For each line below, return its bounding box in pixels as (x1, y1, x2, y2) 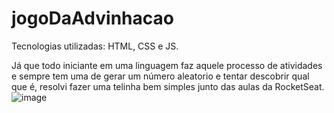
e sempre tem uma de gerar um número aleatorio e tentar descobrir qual (11, 70, 310, 82)
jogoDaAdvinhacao (11, 7, 174, 30)
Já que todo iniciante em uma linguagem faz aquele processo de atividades (11, 59, 323, 71)
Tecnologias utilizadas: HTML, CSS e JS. (11, 40, 179, 52)
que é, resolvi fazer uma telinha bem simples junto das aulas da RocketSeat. (11, 80, 325, 92)
